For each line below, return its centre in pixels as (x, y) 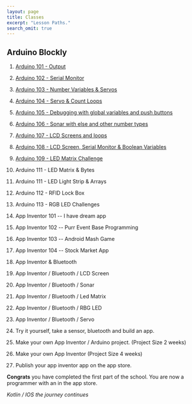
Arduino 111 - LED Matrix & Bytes (55, 170)
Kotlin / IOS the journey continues (48, 395)
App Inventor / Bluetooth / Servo (55, 319)
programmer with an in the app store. (52, 383)
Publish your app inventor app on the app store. (73, 365)
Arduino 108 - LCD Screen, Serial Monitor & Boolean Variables (91, 147)
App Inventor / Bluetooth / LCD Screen (62, 273)
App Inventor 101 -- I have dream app (60, 216)
